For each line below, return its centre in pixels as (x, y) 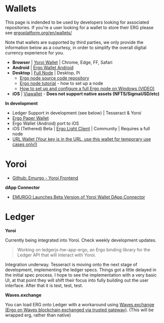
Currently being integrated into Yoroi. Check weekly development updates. (81, 240)
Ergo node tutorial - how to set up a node (61, 83)
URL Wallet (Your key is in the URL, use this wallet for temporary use (82, 139)
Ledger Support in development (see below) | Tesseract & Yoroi (77, 113)
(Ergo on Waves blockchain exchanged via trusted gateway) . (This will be (80, 310)
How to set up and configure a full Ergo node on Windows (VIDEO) (87, 88)
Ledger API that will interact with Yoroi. (56, 255)
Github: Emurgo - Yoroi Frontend (45, 178)
